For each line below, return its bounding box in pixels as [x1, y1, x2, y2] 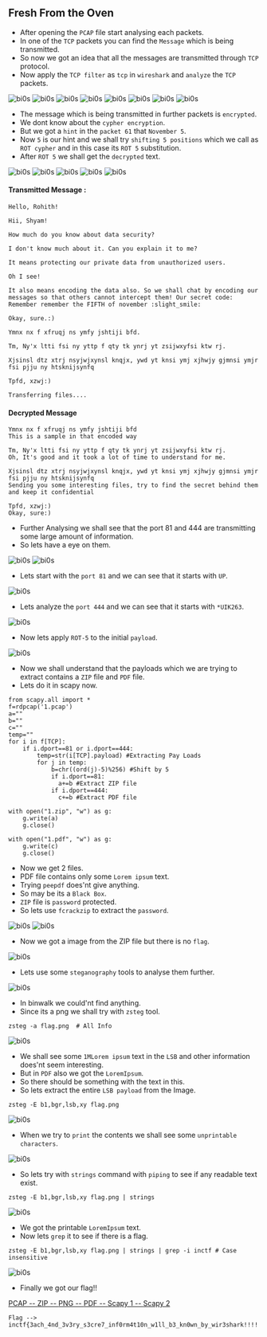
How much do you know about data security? [8, 231, 155, 239]
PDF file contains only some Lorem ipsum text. [19, 872, 170, 881]
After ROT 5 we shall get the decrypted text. [19, 151, 161, 161]
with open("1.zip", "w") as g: [8, 808, 112, 816]
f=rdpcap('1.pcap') [8, 703, 73, 712]
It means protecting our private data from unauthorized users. [8, 259, 226, 267]
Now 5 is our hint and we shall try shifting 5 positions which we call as [19, 135, 259, 144]
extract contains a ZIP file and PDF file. [19, 672, 145, 682]
